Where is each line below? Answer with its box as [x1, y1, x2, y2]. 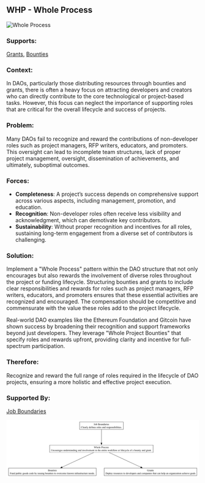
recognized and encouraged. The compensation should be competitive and [6, 298, 196, 306]
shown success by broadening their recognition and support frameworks [6, 323, 190, 330]
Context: [6, 66, 33, 74]
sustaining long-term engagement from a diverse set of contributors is [15, 230, 193, 237]
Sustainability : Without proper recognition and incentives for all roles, [15, 223, 192, 230]
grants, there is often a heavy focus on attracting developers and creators [6, 86, 193, 94]
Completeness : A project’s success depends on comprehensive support [15, 190, 199, 198]
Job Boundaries [6, 408, 47, 415]
